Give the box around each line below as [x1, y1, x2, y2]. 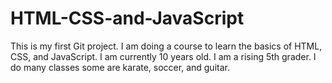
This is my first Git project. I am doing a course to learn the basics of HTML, [10, 40, 323, 52]
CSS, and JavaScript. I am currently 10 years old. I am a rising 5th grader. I [10, 50, 317, 62]
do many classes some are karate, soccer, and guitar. [10, 61, 230, 73]
